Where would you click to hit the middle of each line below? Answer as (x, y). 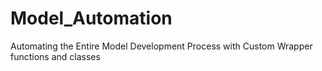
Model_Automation (91, 18)
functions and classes (55, 56)
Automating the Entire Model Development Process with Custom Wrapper (161, 46)
